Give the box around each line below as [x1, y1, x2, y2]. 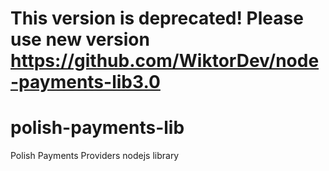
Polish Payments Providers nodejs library [10, 150, 180, 162]
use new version [10, 28, 150, 51]
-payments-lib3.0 [10, 71, 161, 94]
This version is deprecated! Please [10, 7, 304, 30]
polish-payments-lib [10, 117, 185, 139]
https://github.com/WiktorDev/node [10, 50, 320, 72]
